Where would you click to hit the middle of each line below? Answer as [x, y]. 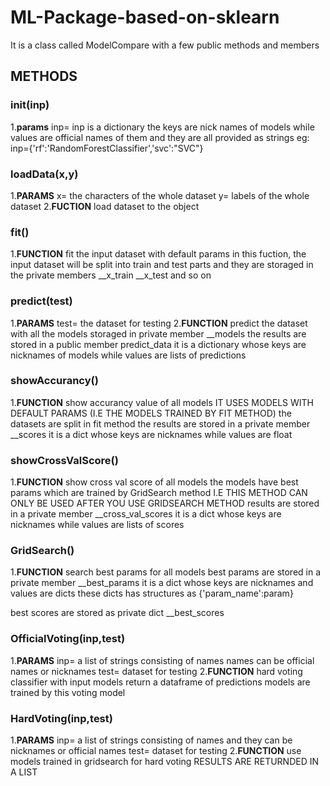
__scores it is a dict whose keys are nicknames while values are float [151, 434]
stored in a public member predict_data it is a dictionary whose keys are [158, 344]
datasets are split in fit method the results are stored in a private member [160, 423]
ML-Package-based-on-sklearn [145, 17]
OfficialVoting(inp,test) [68, 639]
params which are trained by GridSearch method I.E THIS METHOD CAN [159, 493]
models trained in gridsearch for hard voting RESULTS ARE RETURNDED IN [165, 761]
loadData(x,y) [44, 174]
